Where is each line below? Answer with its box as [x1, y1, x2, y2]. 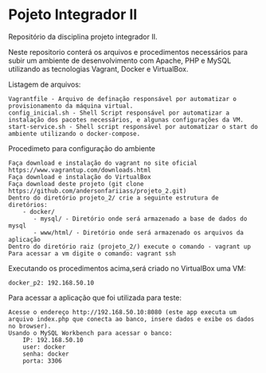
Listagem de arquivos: [8, 80, 81, 89]
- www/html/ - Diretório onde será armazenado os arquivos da [33, 228, 244, 236]
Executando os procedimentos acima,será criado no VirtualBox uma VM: [8, 263, 246, 273]
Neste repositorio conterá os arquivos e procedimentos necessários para [8, 47, 248, 56]
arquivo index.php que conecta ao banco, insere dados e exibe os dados [8, 315, 255, 323]
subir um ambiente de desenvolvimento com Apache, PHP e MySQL [8, 56, 232, 65]
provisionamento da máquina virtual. [8, 102, 134, 110]
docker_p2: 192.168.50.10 [8, 278, 94, 287]
